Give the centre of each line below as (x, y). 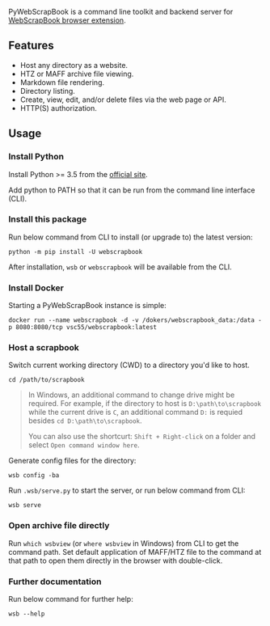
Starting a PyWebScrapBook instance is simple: (88, 306)
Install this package (48, 219)
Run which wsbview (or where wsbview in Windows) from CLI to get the (124, 543)
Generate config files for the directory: (72, 461)
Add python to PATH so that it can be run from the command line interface (132, 190)
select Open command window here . (84, 445)
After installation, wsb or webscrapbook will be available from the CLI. (120, 267)
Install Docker (36, 288)
